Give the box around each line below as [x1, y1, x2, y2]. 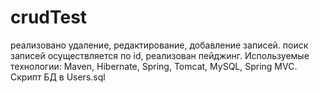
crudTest [10, 6, 88, 29]
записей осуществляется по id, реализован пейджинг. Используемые [10, 49, 310, 61]
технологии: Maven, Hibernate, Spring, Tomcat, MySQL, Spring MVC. [10, 60, 298, 72]
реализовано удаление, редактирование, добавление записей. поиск [10, 39, 309, 51]
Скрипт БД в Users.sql [10, 71, 106, 83]
